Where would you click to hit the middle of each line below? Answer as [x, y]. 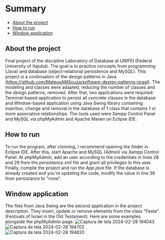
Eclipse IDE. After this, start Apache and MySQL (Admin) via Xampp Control [82, 152]
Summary [26, 9]
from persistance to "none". [33, 178]
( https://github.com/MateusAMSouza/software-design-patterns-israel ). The [82, 82]
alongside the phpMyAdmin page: [40, 222]
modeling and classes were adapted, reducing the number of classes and [80, 87]
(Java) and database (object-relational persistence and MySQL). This [76, 71]
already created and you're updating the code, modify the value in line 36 [80, 173]
